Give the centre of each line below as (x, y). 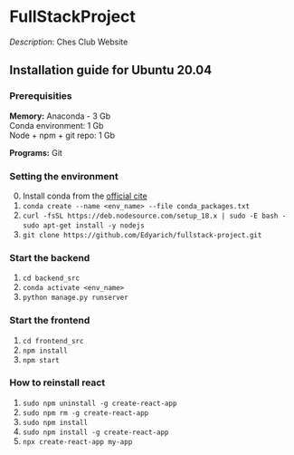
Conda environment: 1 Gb (57, 125)
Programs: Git (36, 152)
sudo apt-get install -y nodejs (83, 225)
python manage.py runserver (75, 298)
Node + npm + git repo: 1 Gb (62, 135)
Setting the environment (64, 176)
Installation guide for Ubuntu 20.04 (111, 70)
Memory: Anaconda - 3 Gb (60, 116)
